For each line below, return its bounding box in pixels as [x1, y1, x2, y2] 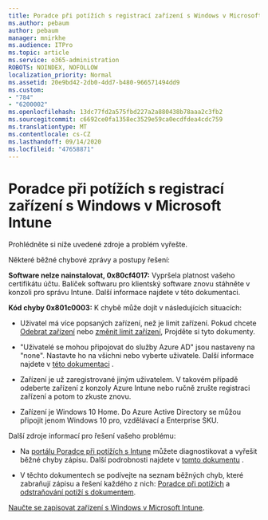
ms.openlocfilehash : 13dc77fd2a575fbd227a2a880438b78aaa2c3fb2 [8, 108, 223, 116]
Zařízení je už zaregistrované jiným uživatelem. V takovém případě [19, 375, 238, 384]
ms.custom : [8, 85, 45, 94]
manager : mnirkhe [8, 33, 66, 42]
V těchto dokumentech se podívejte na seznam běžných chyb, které [19, 471, 244, 480]
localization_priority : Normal [8, 71, 112, 79]
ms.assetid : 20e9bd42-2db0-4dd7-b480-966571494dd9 [8, 78, 180, 86]
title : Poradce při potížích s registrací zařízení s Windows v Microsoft [8, 11, 262, 20]
